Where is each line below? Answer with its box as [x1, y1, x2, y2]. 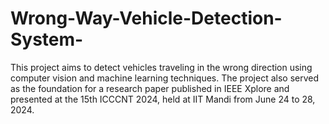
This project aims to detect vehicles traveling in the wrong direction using [10, 61, 313, 73]
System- [10, 28, 84, 51]
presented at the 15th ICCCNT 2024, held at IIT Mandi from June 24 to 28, [10, 93, 316, 105]
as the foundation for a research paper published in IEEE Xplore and [10, 82, 290, 94]
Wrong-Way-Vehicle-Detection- [10, 7, 283, 30]
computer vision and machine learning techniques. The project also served [10, 72, 320, 84]
